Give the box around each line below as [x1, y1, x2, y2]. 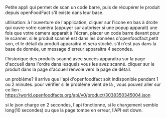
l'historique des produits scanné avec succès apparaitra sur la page [5, 56, 145, 62]
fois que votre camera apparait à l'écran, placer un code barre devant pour [5, 30, 160, 36]
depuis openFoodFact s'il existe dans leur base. [5, 10, 104, 16]
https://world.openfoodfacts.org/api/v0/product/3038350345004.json [5, 92, 151, 98]
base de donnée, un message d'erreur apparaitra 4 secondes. [5, 46, 134, 52]
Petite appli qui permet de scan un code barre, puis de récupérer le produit [5, 5, 160, 10]
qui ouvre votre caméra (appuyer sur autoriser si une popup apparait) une [5, 25, 158, 31]
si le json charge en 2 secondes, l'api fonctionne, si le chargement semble [5, 102, 158, 107]
